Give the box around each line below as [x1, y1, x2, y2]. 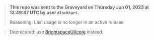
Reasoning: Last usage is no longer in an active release [9, 19, 124, 25]
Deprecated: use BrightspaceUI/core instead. [9, 29, 104, 34]
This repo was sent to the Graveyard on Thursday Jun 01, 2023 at [9, 4, 149, 10]
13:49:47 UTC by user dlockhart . [9, 9, 79, 15]
